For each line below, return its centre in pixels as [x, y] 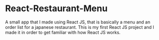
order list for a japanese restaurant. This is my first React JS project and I [80, 27]
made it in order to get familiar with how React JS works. [63, 32]
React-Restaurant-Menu [56, 9]
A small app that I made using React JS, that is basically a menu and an [78, 22]
